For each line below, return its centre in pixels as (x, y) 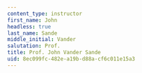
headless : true (29, 26)
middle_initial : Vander (42, 40)
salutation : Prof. (34, 46)
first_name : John (32, 20)
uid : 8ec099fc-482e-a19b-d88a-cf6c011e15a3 (71, 59)
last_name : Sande (32, 33)
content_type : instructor (45, 14)
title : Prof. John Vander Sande (54, 53)
